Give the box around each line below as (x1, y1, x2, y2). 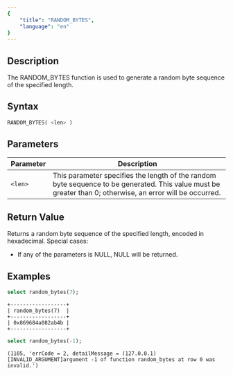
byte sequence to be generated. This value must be (52, 179, 221, 189)
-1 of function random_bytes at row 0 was (91, 356, 216, 363)
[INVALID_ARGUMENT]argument (7, 356, 89, 363)
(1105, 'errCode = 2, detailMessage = (7, 350, 119, 357)
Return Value (7, 211, 64, 223)
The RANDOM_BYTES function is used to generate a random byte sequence (7, 73, 225, 82)
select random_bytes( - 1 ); (7, 338, 82, 345)
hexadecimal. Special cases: (7, 237, 89, 246)
